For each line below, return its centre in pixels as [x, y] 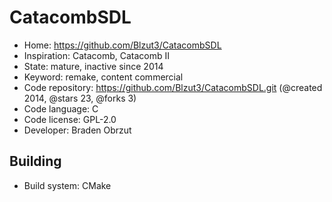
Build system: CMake [67, 185]
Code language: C [61, 108]
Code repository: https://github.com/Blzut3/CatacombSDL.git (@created [173, 87]
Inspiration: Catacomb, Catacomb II [96, 55]
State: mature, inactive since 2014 [93, 66]
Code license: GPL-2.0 [70, 119]
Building [35, 161]
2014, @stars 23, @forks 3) [80, 98]
